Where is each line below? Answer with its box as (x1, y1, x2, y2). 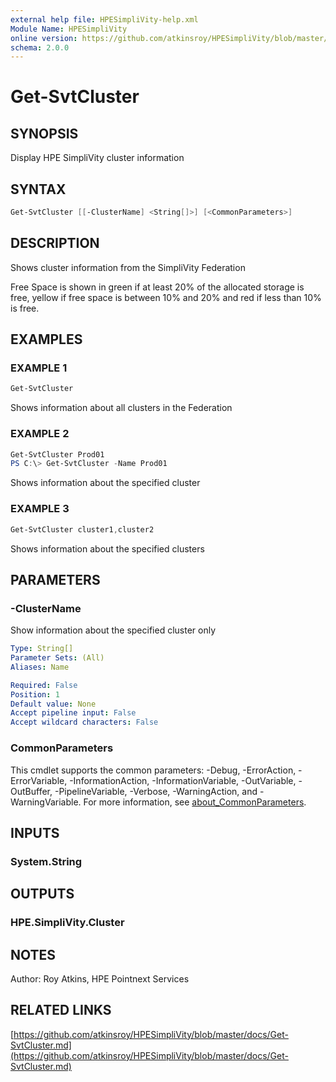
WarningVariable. (10, 796, 82, 808)
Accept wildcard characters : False (10, 717, 159, 728)
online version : (10, 33, 78, 43)
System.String (10, 854, 83, 868)
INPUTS (10, 824, 60, 841)
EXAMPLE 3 (10, 502, 70, 516)
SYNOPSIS (10, 125, 79, 142)
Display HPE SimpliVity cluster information (10, 152, 185, 164)
